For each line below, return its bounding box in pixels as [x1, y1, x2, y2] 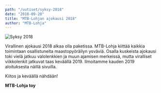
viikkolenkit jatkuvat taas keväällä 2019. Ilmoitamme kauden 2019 [5, 59, 135, 64]
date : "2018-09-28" [5, 12, 45, 16]
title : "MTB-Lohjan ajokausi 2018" [5, 16, 77, 21]
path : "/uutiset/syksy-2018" [5, 7, 64, 12]
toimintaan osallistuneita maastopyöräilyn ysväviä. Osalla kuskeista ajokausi [5, 48, 157, 54]
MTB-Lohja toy [5, 83, 36, 89]
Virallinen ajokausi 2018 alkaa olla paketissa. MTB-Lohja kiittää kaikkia [5, 43, 145, 49]
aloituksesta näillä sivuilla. [5, 64, 57, 70]
